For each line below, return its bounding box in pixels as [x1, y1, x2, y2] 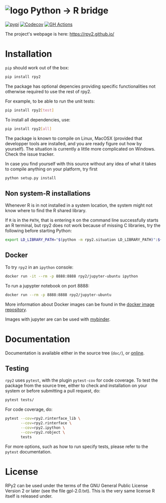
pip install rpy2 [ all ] [5, 126, 52, 131]
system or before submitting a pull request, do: [5, 388, 100, 394]
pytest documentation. [5, 448, 52, 454]
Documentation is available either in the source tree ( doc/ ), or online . [5, 350, 145, 356]
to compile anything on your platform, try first [5, 166, 98, 172]
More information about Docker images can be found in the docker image [5, 301, 155, 307]
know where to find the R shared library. [5, 208, 87, 214]
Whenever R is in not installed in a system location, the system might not [5, 202, 153, 208]
